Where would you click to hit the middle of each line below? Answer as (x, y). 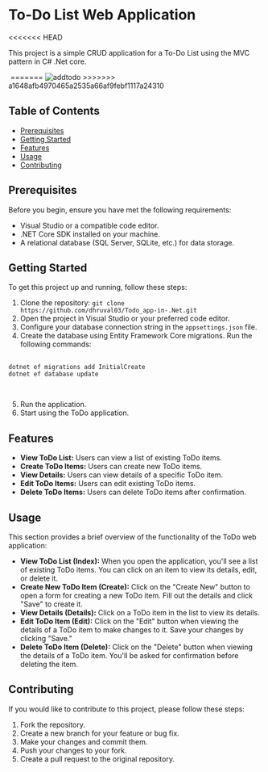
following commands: (56, 344)
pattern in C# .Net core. (47, 61)
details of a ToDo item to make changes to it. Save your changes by (132, 630)
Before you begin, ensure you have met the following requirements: (120, 210)
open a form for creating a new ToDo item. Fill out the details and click (136, 596)
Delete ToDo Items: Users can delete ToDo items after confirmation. (133, 492)
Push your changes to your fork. (73, 750)
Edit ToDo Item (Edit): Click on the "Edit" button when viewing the (129, 621)
